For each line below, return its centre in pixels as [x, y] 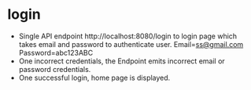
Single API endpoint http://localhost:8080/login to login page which [128, 36]
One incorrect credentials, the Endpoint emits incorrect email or [122, 61]
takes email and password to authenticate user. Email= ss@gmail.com [131, 44]
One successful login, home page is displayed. [94, 77]
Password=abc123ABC [56, 52]
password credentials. [55, 69]
